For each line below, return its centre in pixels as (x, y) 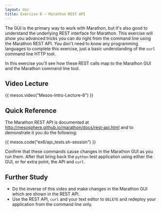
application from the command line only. (52, 204)
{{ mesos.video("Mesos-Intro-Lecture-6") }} (49, 95)
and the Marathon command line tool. (42, 68)
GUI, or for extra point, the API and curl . (45, 162)
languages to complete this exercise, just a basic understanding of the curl (80, 49)
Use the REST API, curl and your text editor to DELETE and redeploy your (84, 199)
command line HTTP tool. (30, 53)
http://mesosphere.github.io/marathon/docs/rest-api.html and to (69, 127)
